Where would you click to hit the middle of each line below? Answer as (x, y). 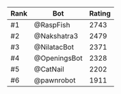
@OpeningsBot (58, 58)
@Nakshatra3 (56, 36)
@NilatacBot (54, 47)
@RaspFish (52, 25)
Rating (100, 13)
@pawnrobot (55, 80)
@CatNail (49, 69)
